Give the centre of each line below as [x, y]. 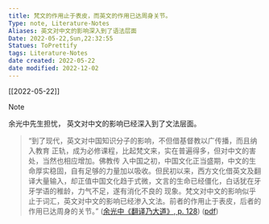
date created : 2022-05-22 [52, 61]
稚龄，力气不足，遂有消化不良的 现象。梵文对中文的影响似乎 [156, 191]
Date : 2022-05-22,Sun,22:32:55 [61, 38]
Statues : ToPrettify [43, 46]
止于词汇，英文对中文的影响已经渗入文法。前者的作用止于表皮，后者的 [145, 201]
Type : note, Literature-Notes [59, 23]
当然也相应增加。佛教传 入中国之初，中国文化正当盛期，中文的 [146, 160]
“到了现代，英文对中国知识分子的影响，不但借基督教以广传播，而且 [139, 140]
